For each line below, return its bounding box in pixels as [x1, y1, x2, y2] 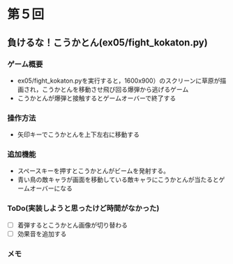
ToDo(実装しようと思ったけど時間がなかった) [7, 204, 160, 214]
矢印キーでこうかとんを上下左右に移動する [17, 130, 140, 139]
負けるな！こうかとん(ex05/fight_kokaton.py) [7, 36, 208, 48]
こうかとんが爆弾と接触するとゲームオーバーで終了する [17, 94, 176, 102]
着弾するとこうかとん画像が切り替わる [17, 221, 128, 229]
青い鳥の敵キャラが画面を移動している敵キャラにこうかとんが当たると [17, 176, 220, 184]
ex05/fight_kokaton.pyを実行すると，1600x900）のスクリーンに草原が [17, 76, 220, 85]
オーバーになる [29, 184, 73, 193]
